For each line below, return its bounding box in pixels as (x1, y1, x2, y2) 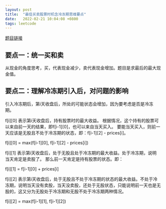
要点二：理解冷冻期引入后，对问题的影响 (5, 87, 128, 95)
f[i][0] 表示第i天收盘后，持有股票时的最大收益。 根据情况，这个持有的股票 (5, 117, 155, 123)
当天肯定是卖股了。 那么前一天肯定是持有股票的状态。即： (5, 156, 124, 162)
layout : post (5, 7, 32, 12)
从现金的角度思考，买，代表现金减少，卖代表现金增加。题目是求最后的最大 (5, 65, 157, 71)
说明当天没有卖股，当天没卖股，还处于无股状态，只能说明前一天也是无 (18, 182, 161, 188)
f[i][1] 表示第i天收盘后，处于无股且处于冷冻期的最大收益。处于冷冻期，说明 (5, 150, 157, 156)
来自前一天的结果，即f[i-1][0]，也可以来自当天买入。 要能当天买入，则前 (9, 124, 156, 130)
